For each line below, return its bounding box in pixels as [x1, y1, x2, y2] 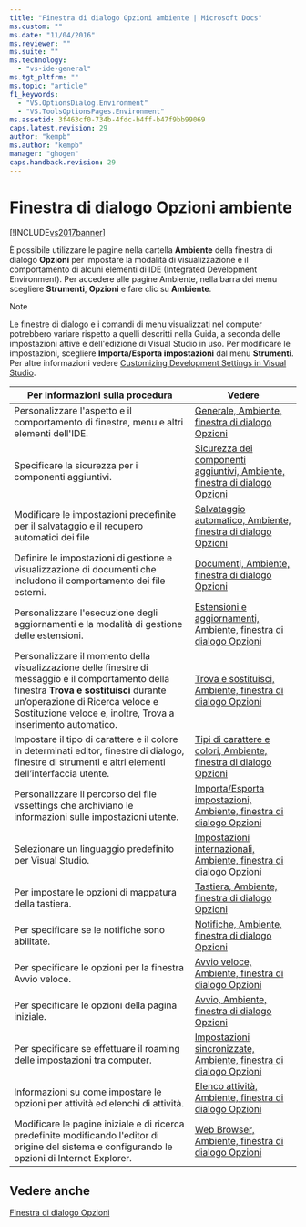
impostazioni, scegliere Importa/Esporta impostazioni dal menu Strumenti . [9, 348, 294, 359]
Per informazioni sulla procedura [26, 389, 173, 402]
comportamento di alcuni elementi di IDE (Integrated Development [9, 264, 258, 275]
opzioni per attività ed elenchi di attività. [14, 1097, 185, 1110]
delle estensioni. [14, 629, 84, 642]
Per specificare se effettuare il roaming [14, 1043, 180, 1055]
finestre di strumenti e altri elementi [14, 756, 166, 769]
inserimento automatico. [14, 718, 118, 731]
